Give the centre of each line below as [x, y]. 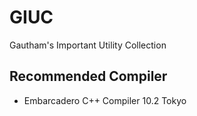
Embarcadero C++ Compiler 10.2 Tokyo [105, 100]
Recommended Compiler [88, 76]
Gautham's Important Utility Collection [88, 45]
